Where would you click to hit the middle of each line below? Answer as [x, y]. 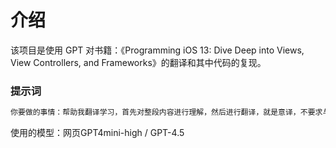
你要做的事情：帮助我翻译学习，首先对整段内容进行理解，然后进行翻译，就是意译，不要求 [166, 112]
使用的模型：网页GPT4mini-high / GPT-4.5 [97, 133]
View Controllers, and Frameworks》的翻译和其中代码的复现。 [138, 62]
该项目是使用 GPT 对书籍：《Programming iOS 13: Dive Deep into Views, [157, 50]
